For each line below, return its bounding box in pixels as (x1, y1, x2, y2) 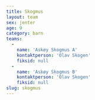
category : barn (6, 31, 44, 36)
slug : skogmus (6, 85, 41, 91)
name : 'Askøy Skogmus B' (17, 69, 78, 75)
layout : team (6, 14, 38, 20)
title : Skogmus (6, 8, 44, 15)
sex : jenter (6, 19, 35, 25)
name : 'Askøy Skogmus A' (17, 47, 78, 53)
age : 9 (6, 25, 22, 31)
